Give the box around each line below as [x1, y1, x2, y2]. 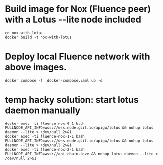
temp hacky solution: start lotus [5, 94, 139, 106]
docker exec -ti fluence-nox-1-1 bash [5, 134, 85, 139]
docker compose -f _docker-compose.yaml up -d [5, 78, 103, 82]
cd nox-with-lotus [5, 30, 43, 35]
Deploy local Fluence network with [5, 51, 150, 62]
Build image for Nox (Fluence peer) [5, 3, 151, 15]
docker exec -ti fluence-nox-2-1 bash [5, 147, 85, 152]
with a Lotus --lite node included [5, 14, 142, 25]
